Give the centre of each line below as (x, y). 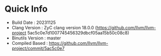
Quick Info (26, 9)
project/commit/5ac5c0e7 (38, 48)
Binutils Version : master (36, 38)
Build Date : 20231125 (34, 22)
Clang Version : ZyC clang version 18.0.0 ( (54, 27)
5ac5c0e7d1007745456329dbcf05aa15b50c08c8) (78, 33)
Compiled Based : (30, 43)
